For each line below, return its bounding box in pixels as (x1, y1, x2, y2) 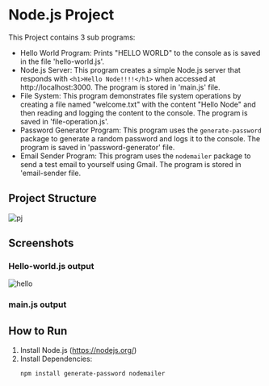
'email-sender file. (19, 168, 82, 178)
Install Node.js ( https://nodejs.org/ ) (19, 346, 137, 355)
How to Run (8, 324, 68, 338)
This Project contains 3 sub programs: (8, 32, 136, 42)
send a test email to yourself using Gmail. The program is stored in (19, 159, 242, 169)
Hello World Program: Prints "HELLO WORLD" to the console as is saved (19, 48, 261, 57)
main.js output (8, 299, 67, 310)
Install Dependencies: (19, 354, 93, 364)
